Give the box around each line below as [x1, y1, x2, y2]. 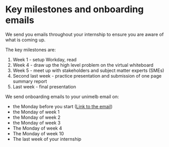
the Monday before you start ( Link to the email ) [12, 103, 113, 109]
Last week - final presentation [12, 83, 76, 90]
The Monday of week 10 [12, 130, 64, 136]
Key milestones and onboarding [5, 4, 144, 15]
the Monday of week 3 [12, 119, 61, 126]
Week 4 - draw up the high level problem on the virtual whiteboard [12, 62, 154, 68]
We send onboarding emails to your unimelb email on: [5, 93, 119, 100]
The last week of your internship [12, 136, 82, 142]
